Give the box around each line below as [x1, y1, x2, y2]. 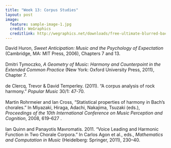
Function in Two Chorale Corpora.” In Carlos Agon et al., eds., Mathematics [5, 132, 163, 137]
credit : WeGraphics [10, 26, 51, 32]
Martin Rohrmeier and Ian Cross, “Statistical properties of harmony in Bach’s [5, 99, 165, 105]
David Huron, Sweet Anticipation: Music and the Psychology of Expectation [5, 45, 164, 51]
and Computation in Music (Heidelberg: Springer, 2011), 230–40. [5, 137, 140, 143]
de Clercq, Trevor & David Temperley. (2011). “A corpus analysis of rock [5, 83, 155, 89]
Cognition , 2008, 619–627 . [5, 115, 62, 121]
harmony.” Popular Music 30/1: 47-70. [5, 88, 85, 94]
